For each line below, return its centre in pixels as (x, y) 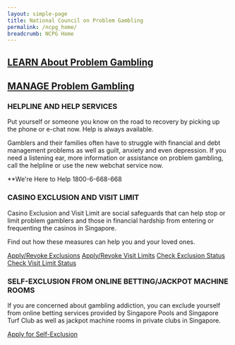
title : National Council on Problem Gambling (75, 21)
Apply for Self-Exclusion (43, 334)
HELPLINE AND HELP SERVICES (62, 106)
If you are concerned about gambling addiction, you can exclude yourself (114, 305)
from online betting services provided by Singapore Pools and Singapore (113, 312)
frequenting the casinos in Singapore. (62, 228)
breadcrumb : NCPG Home (41, 34)
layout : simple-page (38, 14)
